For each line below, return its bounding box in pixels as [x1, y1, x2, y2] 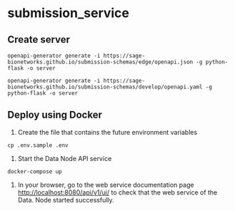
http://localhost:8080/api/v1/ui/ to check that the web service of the [17, 187, 218, 197]
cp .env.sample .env [7, 141, 69, 149]
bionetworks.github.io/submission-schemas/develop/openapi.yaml [7, 83, 203, 91]
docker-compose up [7, 168, 62, 175]
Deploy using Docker [7, 109, 102, 121]
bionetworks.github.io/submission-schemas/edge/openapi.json [7, 58, 194, 66]
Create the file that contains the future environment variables [17, 128, 198, 136]
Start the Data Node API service [17, 154, 112, 163]
